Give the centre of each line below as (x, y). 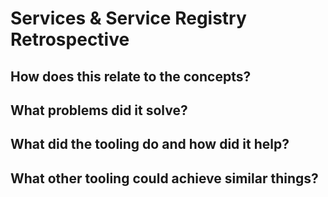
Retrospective (70, 39)
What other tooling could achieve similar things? (164, 178)
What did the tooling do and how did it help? (150, 144)
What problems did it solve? (99, 110)
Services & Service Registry (128, 18)
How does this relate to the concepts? (131, 76)
